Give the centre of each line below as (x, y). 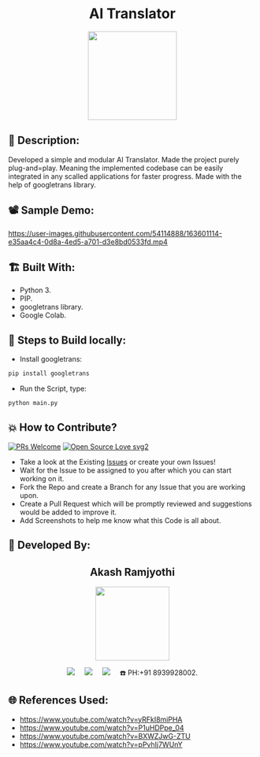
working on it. (42, 478)
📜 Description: (44, 141)
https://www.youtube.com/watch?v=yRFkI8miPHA (101, 719)
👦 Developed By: (49, 545)
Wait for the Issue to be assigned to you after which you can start (125, 470)
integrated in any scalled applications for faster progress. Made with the (125, 176)
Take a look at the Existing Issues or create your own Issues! (118, 462)
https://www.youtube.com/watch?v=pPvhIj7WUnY (101, 744)
